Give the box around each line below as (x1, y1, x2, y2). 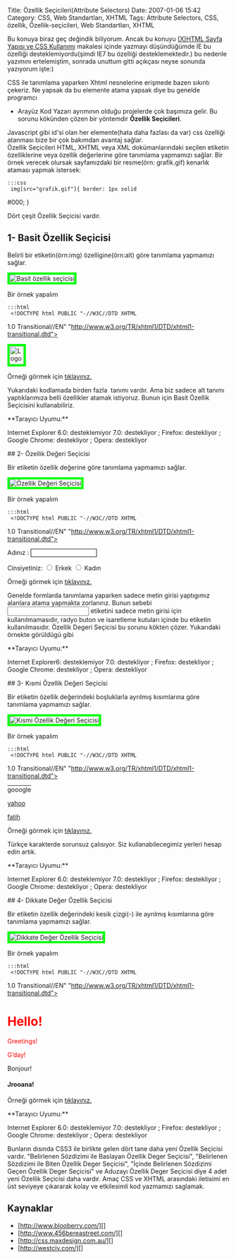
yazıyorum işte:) (7, 65, 54, 73)
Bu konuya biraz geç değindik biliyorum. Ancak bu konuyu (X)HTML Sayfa (7, 35, 223, 43)
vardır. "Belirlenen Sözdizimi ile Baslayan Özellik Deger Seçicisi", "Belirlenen (7, 1152, 228, 1160)
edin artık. (7, 847, 37, 856)
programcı (7, 93, 37, 102)
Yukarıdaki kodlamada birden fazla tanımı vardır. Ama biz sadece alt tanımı (7, 386, 225, 394)
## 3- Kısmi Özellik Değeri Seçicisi (7, 679, 108, 687)
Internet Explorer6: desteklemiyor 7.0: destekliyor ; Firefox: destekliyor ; (7, 657, 214, 666)
